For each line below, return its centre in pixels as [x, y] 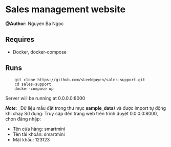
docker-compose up [34, 89]
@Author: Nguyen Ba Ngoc [35, 23]
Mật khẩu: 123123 [31, 139]
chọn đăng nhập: [23, 119]
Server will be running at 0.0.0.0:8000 [45, 98]
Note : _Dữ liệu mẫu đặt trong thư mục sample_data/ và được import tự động [86, 108]
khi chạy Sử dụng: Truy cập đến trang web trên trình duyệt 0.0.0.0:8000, [82, 113]
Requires [20, 40]
